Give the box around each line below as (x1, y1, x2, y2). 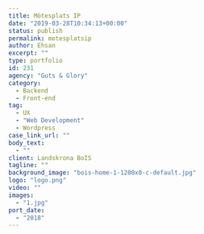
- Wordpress (15, 124, 56, 132)
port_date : (8, 206, 45, 214)
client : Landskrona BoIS (8, 154, 92, 162)
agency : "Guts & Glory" (8, 72, 89, 80)
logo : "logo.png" (8, 176, 67, 185)
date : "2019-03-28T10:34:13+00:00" (8, 19, 128, 27)
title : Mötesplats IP (8, 11, 81, 20)
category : (8, 79, 42, 87)
